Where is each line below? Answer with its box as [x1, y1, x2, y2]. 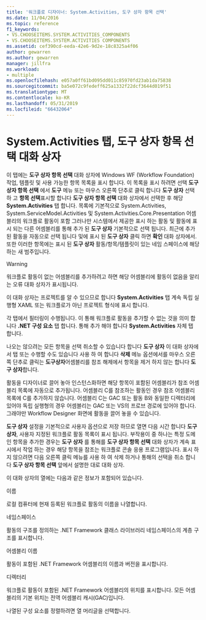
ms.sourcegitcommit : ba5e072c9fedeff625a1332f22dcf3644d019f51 [6, 84, 172, 90]
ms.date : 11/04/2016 [6, 15, 59, 21]
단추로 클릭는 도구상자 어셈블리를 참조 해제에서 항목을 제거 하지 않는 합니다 [12, 358, 190, 366]
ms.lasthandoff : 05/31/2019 [6, 100, 78, 106]
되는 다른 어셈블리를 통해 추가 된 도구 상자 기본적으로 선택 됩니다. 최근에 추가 [12, 225, 196, 232]
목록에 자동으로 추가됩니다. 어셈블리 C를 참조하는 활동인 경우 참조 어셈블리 [17, 387, 195, 394]
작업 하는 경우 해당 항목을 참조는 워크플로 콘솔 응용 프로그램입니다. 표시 [22, 446, 193, 453]
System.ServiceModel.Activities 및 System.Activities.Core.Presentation [6, 210, 185, 217]
